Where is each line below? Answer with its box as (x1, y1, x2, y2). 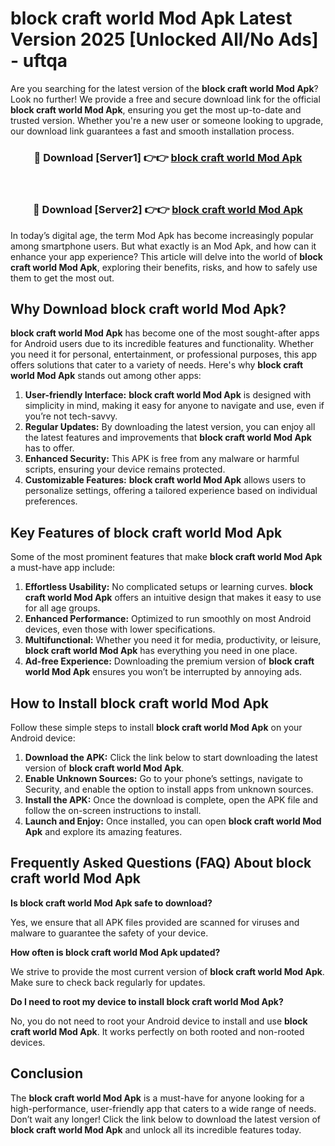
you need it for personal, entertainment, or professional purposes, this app (10, 348, 318, 361)
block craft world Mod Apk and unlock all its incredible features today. (10, 1123, 302, 1136)
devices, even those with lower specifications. (24, 623, 216, 636)
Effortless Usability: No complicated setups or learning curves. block (24, 581, 314, 593)
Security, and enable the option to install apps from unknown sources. (24, 783, 314, 795)
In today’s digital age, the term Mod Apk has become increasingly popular (10, 229, 314, 241)
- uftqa (10, 50, 68, 72)
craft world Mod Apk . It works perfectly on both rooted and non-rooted (10, 1025, 305, 1037)
